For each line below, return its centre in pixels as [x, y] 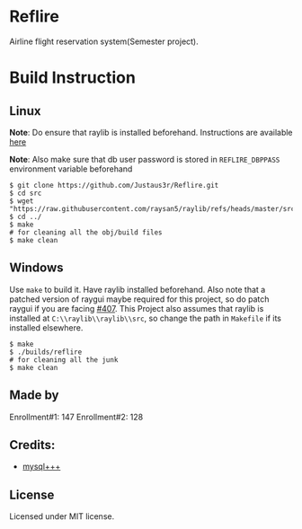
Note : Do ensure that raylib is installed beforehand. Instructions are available [151, 132]
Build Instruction [73, 78]
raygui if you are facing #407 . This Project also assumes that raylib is [137, 308]
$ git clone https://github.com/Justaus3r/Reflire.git [114, 185]
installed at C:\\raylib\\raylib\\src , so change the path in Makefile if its [145, 318]
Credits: [32, 445]
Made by [34, 396]
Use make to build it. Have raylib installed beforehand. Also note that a [138, 289]
